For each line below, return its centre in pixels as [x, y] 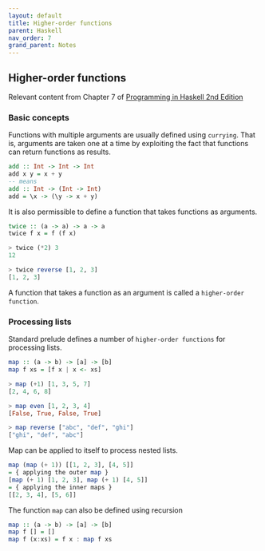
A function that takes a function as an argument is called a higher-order [127, 292]
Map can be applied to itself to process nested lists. [93, 450]
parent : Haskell [35, 30]
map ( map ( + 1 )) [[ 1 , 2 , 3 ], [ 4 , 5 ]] [71, 465]
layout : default [35, 16]
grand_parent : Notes [43, 46]
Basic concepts [39, 117]
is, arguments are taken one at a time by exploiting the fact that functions [129, 144]
